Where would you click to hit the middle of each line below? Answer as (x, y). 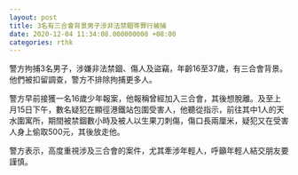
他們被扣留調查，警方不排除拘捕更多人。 (83, 80)
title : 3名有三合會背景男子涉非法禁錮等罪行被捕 (88, 26)
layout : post (33, 17)
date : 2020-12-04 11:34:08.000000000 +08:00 (93, 34)
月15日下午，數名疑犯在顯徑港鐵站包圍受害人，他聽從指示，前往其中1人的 (143, 110)
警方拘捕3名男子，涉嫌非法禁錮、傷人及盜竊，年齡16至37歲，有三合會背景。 (149, 68)
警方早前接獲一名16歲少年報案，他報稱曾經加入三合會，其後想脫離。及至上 (145, 99)
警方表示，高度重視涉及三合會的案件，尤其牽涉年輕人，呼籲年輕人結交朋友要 (149, 151)
